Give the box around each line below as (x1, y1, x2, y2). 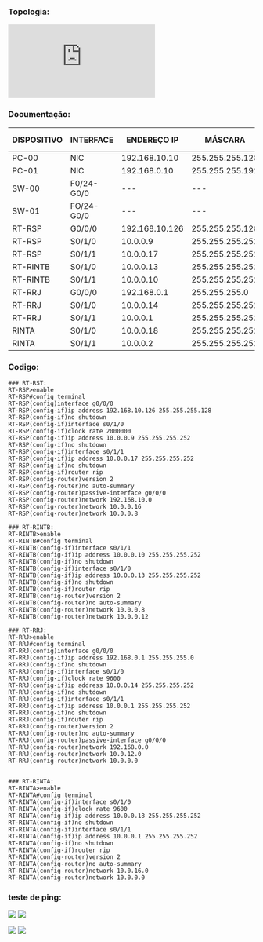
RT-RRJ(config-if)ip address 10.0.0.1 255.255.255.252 (8, 702, 191, 710)
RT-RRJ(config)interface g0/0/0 (8, 647, 113, 655)
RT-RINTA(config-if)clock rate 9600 (8, 805, 128, 812)
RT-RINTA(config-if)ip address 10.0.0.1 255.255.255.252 (8, 832, 198, 840)
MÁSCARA (204, 134, 246, 145)
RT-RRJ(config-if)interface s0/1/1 (8, 695, 124, 703)
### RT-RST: (8, 379, 47, 387)
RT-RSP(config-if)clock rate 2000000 (8, 427, 131, 435)
